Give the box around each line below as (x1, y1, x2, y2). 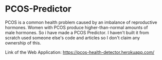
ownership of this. (5, 40, 41, 45)
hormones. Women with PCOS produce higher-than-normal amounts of (5, 24, 148, 30)
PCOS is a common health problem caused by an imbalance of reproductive (5, 19, 157, 25)
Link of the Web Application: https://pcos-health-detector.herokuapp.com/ (5, 49, 155, 55)
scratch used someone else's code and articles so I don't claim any (5, 35, 140, 41)
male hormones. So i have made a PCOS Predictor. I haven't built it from (5, 30, 149, 35)
